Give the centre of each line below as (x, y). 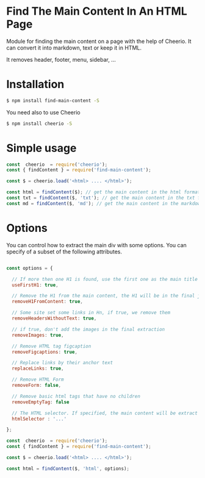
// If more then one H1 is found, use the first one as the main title (105, 279)
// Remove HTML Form (38, 380)
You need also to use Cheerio (43, 112)
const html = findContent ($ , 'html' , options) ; (68, 469)
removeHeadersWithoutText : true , (54, 318)
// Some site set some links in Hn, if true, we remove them (91, 313)
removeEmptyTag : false (41, 402)
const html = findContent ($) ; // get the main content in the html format (103, 192)
